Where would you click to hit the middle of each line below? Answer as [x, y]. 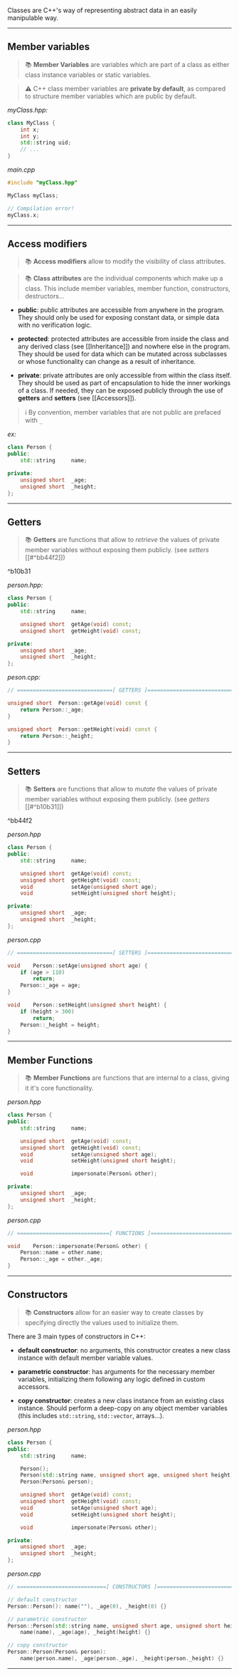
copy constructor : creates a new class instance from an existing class [121, 1400]
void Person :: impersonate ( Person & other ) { [78, 1246]
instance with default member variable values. [85, 1358]
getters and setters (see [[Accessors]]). [77, 398]
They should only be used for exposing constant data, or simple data [118, 318]
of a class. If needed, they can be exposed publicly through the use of [120, 390]
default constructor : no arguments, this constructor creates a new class [124, 1350]
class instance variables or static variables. [88, 75]
